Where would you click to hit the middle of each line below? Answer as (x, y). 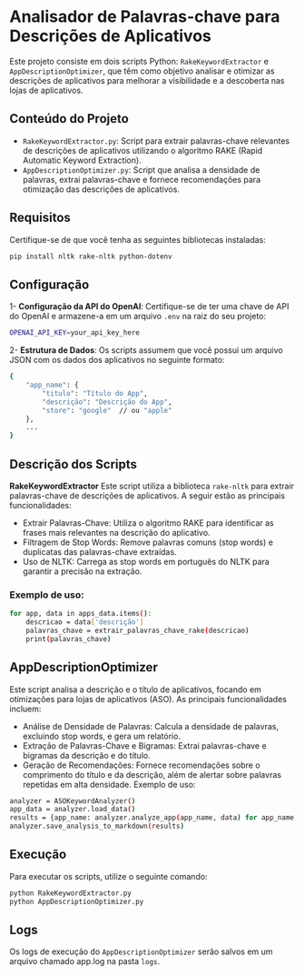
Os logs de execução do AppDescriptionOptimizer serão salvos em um (141, 951)
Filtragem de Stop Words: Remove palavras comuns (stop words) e (148, 542)
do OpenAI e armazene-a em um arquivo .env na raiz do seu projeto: (138, 317)
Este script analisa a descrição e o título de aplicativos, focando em (135, 689)
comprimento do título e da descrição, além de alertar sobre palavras (152, 774)
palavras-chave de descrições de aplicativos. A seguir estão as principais (148, 495)
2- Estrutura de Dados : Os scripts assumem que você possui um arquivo (146, 350)
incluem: (25, 709)
